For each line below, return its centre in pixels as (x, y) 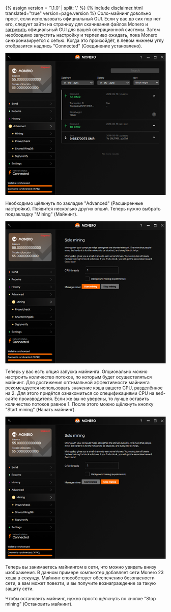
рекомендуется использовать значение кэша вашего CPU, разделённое (84, 388)
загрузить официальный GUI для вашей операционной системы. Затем (83, 30)
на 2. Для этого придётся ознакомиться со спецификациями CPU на (80, 393)
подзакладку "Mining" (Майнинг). (41, 214)
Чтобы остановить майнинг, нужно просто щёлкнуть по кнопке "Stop (81, 599)
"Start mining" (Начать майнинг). (41, 410)
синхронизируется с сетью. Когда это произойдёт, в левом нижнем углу (85, 40)
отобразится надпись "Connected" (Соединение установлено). (74, 46)
